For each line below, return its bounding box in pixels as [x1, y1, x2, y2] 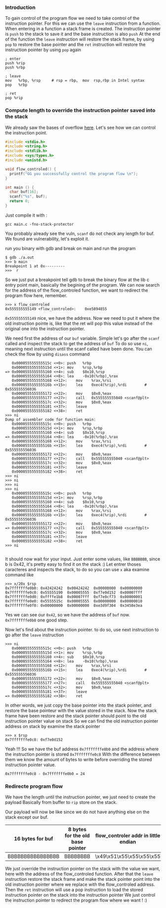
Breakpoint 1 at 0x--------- [5, 263, 65, 269]
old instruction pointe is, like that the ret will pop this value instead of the [5, 320, 153, 326]
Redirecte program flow [5, 783, 63, 789]
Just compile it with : [5, 212, 47, 218]
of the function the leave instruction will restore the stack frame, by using [5, 36, 155, 42]
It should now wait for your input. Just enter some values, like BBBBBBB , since [5, 556, 161, 562]
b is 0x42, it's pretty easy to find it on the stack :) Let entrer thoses [5, 561, 141, 567]
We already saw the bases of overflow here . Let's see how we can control [5, 124, 156, 130]
